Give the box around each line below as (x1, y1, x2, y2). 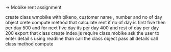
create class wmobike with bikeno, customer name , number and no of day (5, 14, 162, 20)
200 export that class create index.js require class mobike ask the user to (5, 30, 160, 36)
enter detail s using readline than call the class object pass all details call (5, 35, 158, 41)
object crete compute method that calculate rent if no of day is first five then (5, 20, 166, 25)
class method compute (5, 41, 54, 47)
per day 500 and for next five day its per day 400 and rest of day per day (5, 25, 159, 31)
